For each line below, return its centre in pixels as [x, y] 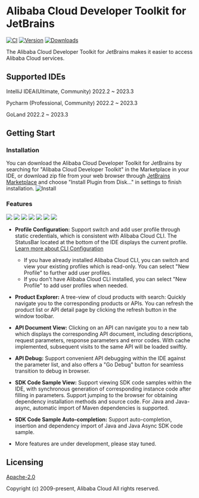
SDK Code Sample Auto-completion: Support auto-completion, [93, 419]
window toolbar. [35, 316]
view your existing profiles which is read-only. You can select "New [106, 266]
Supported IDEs [36, 77]
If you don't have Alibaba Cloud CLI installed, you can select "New [105, 279]
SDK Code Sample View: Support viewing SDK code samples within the [103, 382]
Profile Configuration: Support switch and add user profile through [97, 229]
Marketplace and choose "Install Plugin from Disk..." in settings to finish [94, 182]
